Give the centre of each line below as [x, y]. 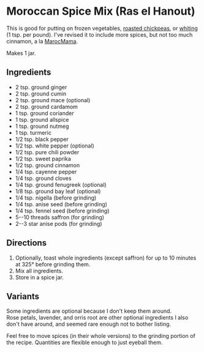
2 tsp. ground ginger [41, 87]
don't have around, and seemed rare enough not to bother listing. [89, 324]
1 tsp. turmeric [33, 132]
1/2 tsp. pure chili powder [47, 152]
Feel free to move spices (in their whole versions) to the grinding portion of [101, 336]
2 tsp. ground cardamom [47, 107]
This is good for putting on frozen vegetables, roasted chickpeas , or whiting [102, 28]
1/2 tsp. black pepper [42, 139]
